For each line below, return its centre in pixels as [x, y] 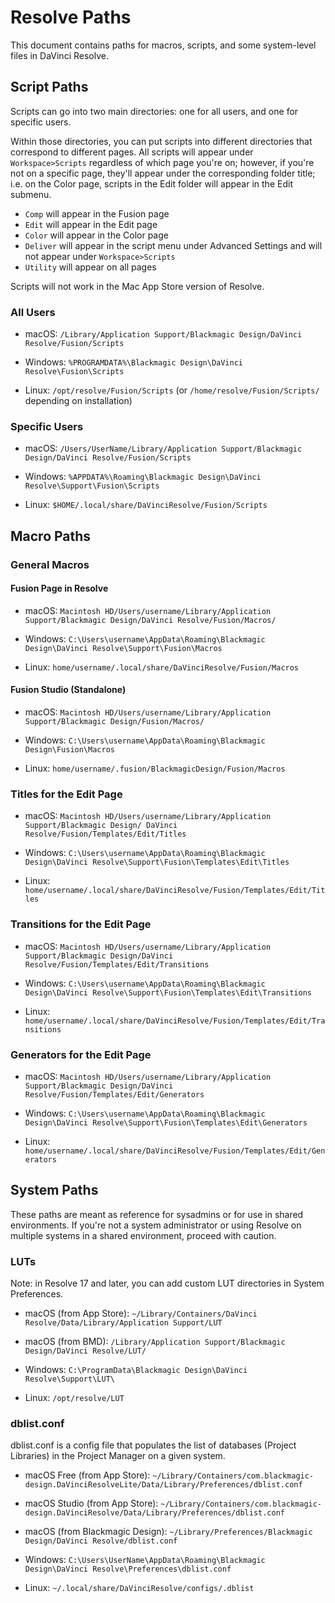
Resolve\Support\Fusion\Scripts [92, 486]
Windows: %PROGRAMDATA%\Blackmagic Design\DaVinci [133, 362]
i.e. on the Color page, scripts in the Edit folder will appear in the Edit [151, 183]
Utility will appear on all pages [90, 267]
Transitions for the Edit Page [81, 924]
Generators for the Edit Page [81, 1054]
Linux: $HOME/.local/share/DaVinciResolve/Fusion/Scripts [146, 505]
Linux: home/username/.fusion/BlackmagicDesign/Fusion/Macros [155, 768]
